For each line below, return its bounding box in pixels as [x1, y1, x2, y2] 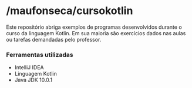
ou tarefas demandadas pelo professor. [6, 36, 102, 43]
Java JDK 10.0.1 [14, 76, 53, 83]
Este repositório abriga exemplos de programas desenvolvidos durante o [6, 23, 182, 31]
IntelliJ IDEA [14, 64, 44, 71]
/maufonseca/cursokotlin [6, 4, 133, 18]
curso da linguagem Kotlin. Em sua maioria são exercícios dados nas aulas [6, 29, 186, 36]
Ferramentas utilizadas [6, 50, 73, 59]
